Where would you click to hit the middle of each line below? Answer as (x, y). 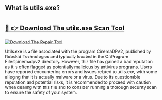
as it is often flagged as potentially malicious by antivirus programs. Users (79, 67)
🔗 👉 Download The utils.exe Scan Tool (65, 28)
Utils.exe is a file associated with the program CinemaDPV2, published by (78, 51)
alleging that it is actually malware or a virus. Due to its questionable (73, 77)
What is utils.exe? (33, 8)
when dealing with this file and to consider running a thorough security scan (81, 87)
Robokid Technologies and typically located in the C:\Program (67, 57)
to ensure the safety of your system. (41, 92)
